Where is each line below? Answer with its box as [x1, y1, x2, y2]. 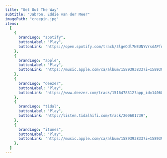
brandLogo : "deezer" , [18, 81, 64, 86]
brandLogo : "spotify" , [18, 35, 66, 40]
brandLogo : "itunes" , [18, 127, 64, 132]
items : [5, 21, 19, 26]
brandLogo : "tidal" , [18, 104, 61, 109]
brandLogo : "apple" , [18, 58, 61, 63]
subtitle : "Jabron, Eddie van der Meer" [5, 12, 90, 17]
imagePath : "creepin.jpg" [5, 16, 59, 21]
